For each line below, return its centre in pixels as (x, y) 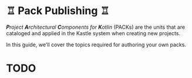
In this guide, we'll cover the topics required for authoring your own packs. (96, 45)
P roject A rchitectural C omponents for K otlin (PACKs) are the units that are (96, 27)
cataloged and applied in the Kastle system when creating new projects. (93, 33)
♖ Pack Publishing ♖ (58, 11)
